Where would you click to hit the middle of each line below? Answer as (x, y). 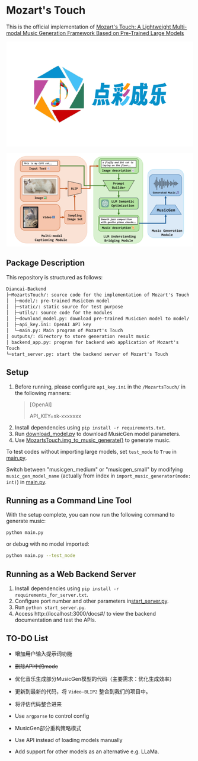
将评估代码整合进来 (38, 704)
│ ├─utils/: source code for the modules (59, 313)
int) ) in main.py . (26, 482)
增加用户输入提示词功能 (43, 654)
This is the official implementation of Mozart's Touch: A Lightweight (89, 27)
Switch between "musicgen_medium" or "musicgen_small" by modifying (95, 469)
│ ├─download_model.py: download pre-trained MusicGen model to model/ (98, 319)
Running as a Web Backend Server (71, 574)
